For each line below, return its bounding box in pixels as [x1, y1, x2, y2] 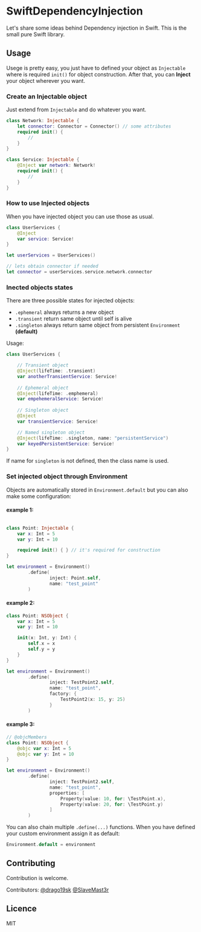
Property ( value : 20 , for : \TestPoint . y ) [60, 801, 164, 807]
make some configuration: [6, 492, 71, 500]
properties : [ [49, 790, 85, 796]
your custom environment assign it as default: [6, 830, 120, 837]
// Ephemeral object [17, 385, 69, 391]
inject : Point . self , [49, 575, 101, 581]
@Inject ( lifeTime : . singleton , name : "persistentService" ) [17, 435, 169, 441]
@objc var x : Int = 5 [17, 745, 71, 751]
